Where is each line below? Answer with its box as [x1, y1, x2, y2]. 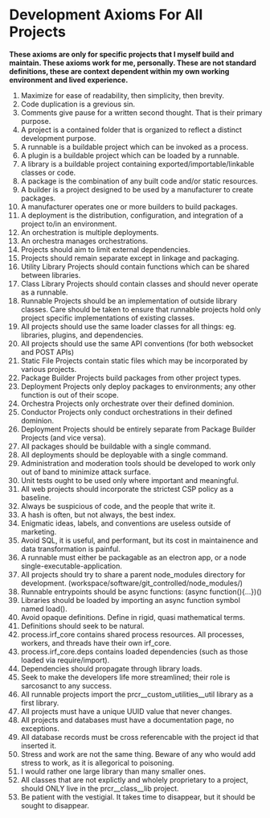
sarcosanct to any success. [20, 680, 112, 690]
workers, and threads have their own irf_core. [20, 638, 172, 647]
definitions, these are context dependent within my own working [9, 66, 230, 76]
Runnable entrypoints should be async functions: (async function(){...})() [20, 586, 262, 597]
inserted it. [20, 741, 57, 750]
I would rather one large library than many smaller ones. [20, 766, 206, 776]
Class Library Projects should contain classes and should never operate [20, 279, 259, 288]
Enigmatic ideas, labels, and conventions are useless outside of [20, 518, 231, 528]
